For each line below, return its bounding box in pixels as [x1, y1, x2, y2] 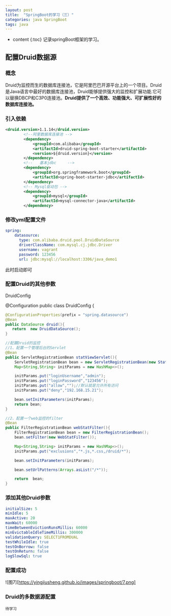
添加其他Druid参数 [5, 494, 51, 501]
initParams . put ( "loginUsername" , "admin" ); [14, 374, 106, 379]
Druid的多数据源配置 [5, 594, 56, 601]
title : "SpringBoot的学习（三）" [5, 12, 74, 17]
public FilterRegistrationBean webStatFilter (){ [5, 425, 110, 430]
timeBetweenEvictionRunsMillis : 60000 [5, 525, 88, 530]
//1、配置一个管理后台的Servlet [5, 346, 66, 351]
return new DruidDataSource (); [12, 327, 81, 332]
